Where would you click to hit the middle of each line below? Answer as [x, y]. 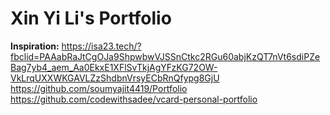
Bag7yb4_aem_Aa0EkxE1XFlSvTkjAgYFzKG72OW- [114, 67]
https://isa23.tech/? [101, 46]
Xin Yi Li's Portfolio [91, 18]
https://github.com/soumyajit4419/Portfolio [99, 88]
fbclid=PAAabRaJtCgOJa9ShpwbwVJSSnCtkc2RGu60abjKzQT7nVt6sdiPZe [165, 56]
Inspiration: [35, 46]
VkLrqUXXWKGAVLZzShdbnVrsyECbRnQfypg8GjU [115, 78]
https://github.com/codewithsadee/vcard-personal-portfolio [134, 99]
